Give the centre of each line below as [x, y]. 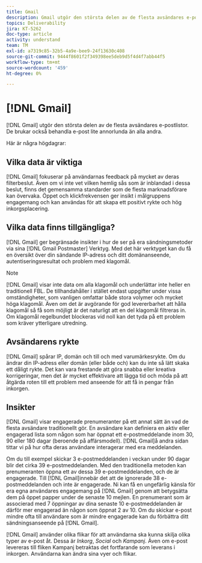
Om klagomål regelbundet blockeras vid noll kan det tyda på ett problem [96, 316]
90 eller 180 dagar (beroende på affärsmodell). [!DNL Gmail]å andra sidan [97, 441]
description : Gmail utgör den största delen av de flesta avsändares [95, 17]
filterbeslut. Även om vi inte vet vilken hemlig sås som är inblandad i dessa [98, 183]
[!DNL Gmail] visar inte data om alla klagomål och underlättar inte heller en [98, 284]
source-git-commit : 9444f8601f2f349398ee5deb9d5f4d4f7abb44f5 [86, 57]
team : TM [17, 46]
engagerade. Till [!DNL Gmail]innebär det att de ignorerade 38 [83, 478]
